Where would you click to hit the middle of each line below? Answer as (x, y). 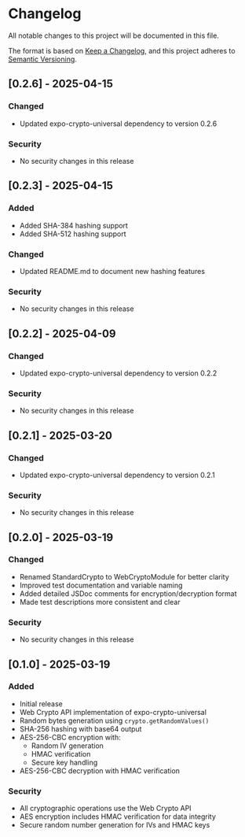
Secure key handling (64, 762)
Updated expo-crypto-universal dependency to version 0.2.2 (118, 373)
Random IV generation (68, 746)
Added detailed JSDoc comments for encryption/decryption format (128, 593)
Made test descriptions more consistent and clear (100, 602)
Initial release (41, 704)
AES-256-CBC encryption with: (70, 737)
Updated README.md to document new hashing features (112, 271)
